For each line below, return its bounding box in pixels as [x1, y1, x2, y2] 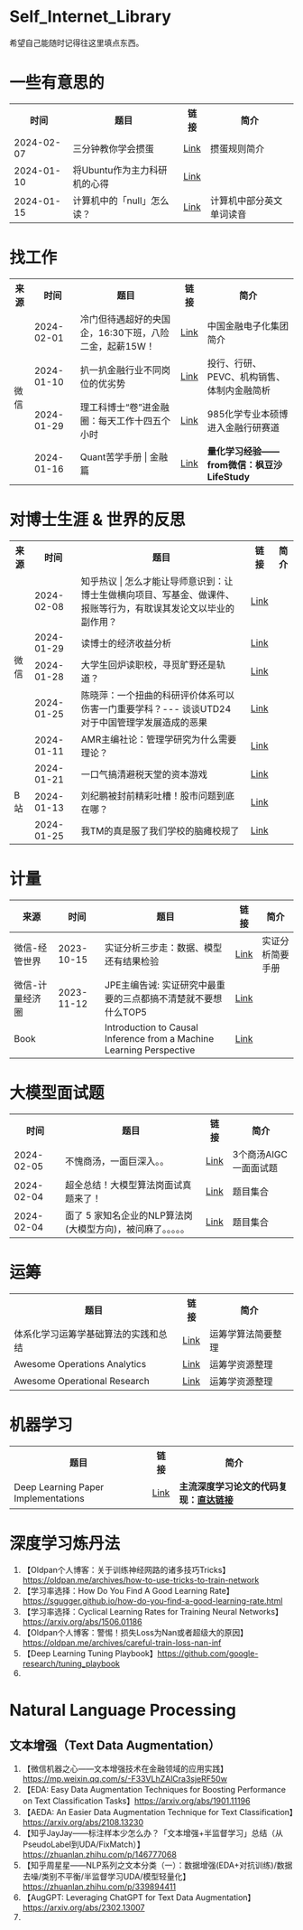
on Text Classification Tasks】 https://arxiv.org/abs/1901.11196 [22, 1795, 251, 1806]
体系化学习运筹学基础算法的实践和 [14, 1327, 160, 1340]
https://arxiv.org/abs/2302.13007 [22, 1902, 145, 1913]
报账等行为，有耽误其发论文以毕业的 [80, 602, 234, 614]
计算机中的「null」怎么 [72, 194, 170, 207]
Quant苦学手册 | [79, 450, 148, 463]
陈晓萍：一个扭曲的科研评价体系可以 [80, 689, 234, 701]
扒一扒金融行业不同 [79, 363, 162, 376]
